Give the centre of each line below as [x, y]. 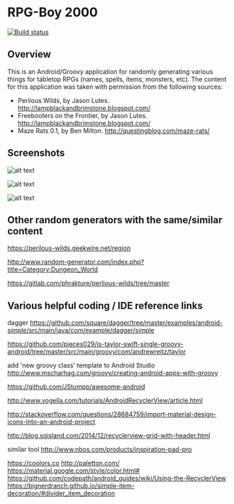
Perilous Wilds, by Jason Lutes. [63, 100]
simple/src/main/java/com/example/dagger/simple [81, 331]
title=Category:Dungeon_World [52, 269]
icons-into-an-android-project [51, 422]
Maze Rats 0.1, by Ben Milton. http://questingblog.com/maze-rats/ [114, 130]
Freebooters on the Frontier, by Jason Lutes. [82, 115]
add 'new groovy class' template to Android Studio [81, 365]
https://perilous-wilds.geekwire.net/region [69, 248]
